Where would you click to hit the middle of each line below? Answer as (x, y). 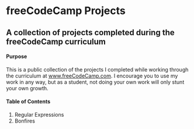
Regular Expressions (39, 114)
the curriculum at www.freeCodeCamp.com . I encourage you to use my (92, 76)
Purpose (17, 56)
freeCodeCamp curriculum (56, 41)
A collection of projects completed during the (90, 33)
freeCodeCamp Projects (66, 11)
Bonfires (25, 121)
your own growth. (27, 88)
